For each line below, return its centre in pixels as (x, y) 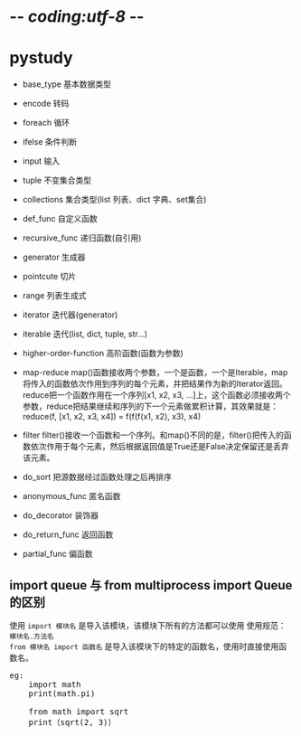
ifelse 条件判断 (50, 142)
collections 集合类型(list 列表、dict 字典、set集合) (114, 200)
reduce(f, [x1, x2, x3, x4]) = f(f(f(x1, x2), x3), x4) (112, 417)
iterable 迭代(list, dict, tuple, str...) (85, 334)
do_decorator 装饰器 (61, 515)
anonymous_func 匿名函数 (71, 496)
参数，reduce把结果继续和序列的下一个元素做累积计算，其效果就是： (150, 406)
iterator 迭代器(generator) (70, 315)
